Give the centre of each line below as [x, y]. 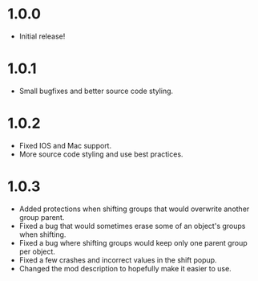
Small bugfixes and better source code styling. [96, 91]
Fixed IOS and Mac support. [65, 145]
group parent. [42, 217]
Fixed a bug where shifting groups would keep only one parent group [133, 242]
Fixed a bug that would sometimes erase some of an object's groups [132, 226]
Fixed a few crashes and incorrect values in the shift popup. [118, 260]
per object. [37, 251]
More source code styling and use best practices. [101, 154]
